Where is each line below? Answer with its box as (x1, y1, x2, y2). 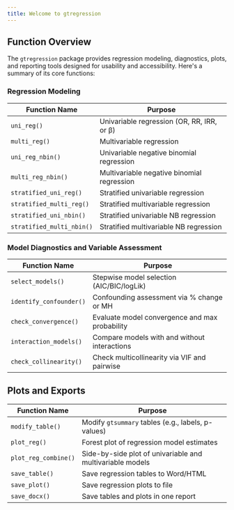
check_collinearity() (10, 358, 82, 366)
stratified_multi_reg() (10, 200, 90, 208)
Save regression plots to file (81, 480, 173, 490)
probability (92, 321, 127, 331)
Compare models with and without (92, 332, 205, 342)
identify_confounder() (10, 297, 86, 306)
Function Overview (7, 36, 92, 48)
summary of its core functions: (7, 69, 95, 77)
